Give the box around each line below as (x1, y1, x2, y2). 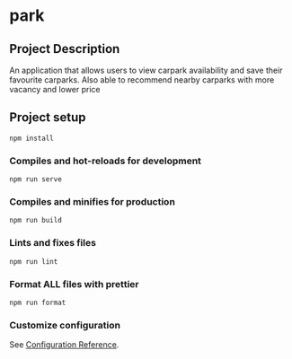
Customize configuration (9, 319, 121, 331)
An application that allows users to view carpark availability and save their (9, 65, 283, 75)
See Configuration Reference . (9, 339, 119, 350)
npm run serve (9, 175, 63, 184)
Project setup (9, 109, 87, 126)
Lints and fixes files (9, 237, 97, 250)
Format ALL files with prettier (9, 277, 139, 290)
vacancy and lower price (9, 84, 101, 94)
